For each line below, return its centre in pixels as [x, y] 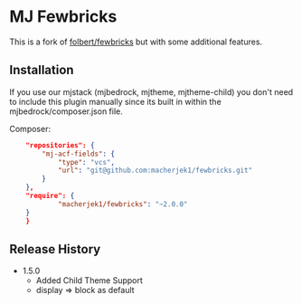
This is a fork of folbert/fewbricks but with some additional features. [136, 42]
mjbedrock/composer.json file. [66, 111]
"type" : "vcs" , [86, 162]
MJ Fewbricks [63, 17]
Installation [42, 70]
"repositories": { [60, 145]
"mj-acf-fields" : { [79, 154]
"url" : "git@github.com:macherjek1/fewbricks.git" [155, 171]
